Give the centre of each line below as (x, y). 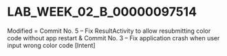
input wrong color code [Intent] (51, 45)
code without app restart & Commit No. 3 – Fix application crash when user (113, 38)
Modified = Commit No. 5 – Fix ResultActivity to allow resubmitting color (109, 31)
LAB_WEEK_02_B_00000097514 (102, 12)
